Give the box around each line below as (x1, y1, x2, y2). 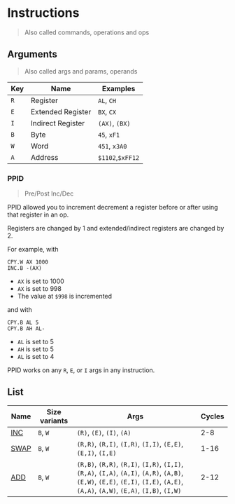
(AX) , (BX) (97, 118, 131, 128)
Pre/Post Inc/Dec (24, 189, 74, 198)
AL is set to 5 (17, 338, 54, 346)
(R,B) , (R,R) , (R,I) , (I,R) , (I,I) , (76, 459, 184, 469)
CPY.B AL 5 (7, 319, 39, 327)
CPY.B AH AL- (7, 325, 45, 332)
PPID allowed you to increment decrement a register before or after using (7, 203, 218, 212)
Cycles (200, 411, 225, 421)
